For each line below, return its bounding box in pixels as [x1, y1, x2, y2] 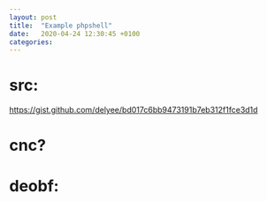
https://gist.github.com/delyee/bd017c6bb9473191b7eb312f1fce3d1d [9, 105, 258, 115]
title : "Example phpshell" [9, 21, 113, 30]
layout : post [9, 12, 57, 22]
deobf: [9, 175, 59, 196]
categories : [9, 37, 53, 47]
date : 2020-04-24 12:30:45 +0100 [9, 29, 141, 38]
